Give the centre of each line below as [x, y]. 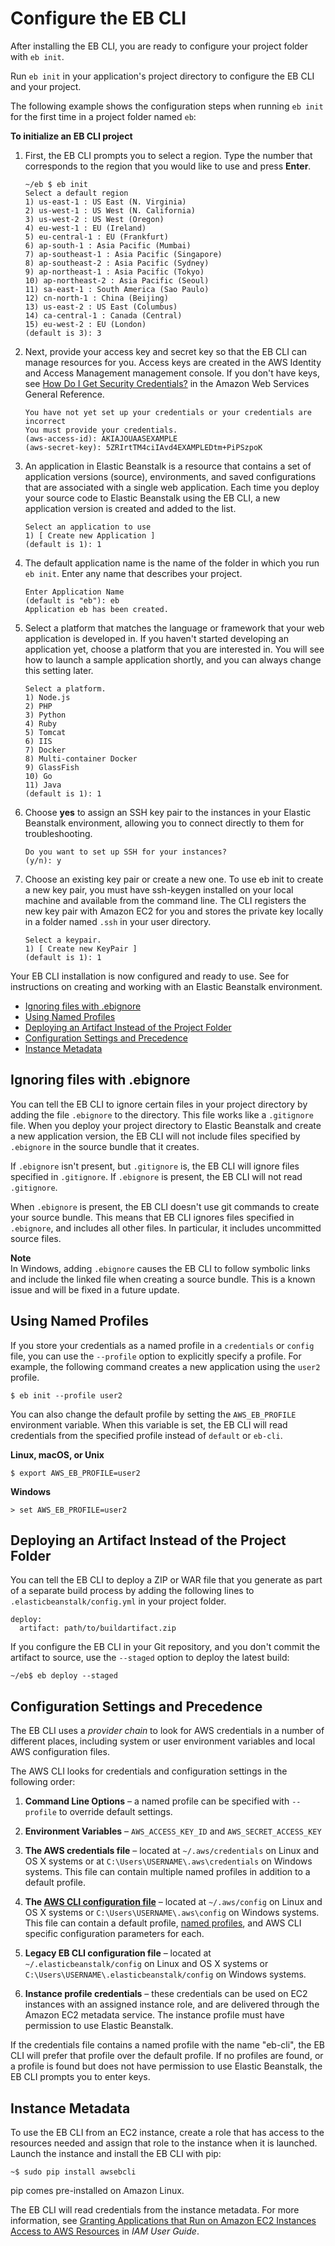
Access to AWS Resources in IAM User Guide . [105, 2231]
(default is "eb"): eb [72, 600]
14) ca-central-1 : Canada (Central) [103, 315]
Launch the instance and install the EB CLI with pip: [116, 2153]
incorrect [45, 421]
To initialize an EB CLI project [71, 136]
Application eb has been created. [96, 609]
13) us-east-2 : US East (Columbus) [101, 307]
